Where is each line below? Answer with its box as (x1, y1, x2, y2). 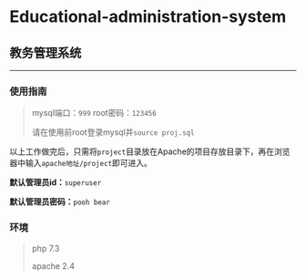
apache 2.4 (31, 260, 76, 271)
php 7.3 (31, 243, 60, 253)
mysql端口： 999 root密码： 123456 (31, 108, 157, 119)
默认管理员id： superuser (9, 177, 102, 188)
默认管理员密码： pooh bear (9, 196, 111, 207)
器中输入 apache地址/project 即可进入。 (9, 158, 153, 169)
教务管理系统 (9, 45, 82, 60)
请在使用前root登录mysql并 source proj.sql (31, 127, 195, 138)
